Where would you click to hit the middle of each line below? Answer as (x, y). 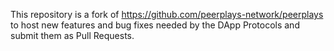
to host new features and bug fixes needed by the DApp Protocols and (155, 25)
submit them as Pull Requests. (72, 35)
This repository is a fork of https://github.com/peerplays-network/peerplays (167, 14)
